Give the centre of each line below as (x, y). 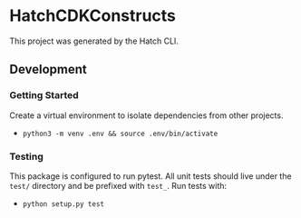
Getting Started (44, 95)
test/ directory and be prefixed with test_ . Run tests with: (118, 185)
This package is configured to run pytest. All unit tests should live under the (150, 176)
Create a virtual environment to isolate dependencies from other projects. (146, 115)
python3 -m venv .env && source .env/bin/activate (120, 134)
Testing (26, 156)
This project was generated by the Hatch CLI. (94, 41)
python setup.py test (63, 204)
